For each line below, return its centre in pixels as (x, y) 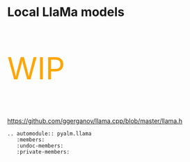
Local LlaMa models (66, 12)
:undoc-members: (40, 146)
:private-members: (43, 152)
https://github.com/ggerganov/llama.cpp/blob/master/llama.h (95, 121)
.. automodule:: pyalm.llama (49, 134)
